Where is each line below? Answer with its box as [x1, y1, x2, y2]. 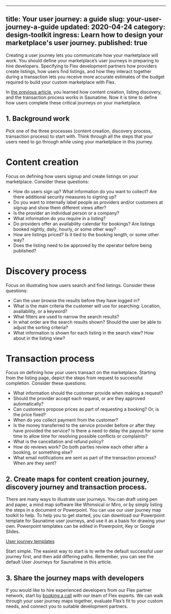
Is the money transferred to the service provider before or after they [13, 422, 155, 428]
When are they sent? [13, 460, 57, 466]
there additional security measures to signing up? [13, 194, 117, 200]
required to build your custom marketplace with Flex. [6, 79, 116, 85]
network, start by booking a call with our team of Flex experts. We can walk [6, 593, 163, 599]
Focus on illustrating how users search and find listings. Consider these [6, 282, 155, 288]
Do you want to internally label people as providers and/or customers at [13, 199, 163, 205]
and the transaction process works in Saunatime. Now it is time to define [6, 94, 158, 100]
